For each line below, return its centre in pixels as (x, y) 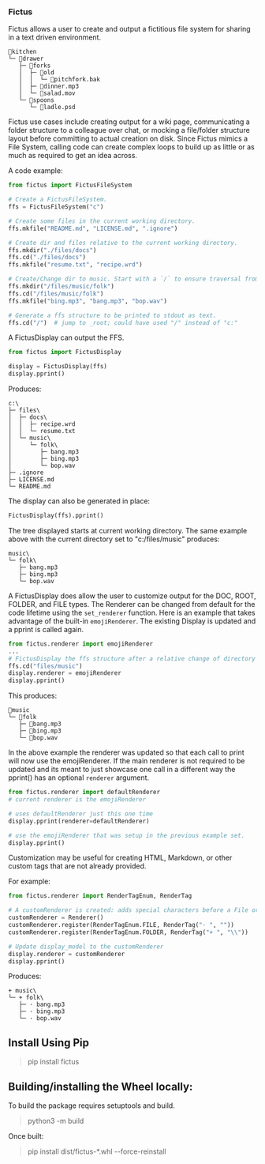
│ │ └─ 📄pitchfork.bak (60, 80)
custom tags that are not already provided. (77, 866)
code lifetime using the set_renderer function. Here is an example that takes (132, 612)
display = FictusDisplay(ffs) (58, 367)
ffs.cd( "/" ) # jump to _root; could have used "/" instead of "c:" (123, 322)
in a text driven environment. (54, 37)
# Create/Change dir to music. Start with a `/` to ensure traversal (125, 279)
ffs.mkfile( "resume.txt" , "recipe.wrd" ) (76, 265)
